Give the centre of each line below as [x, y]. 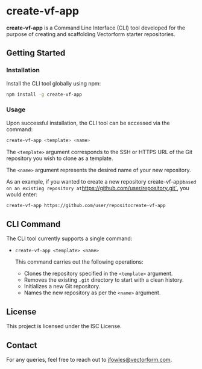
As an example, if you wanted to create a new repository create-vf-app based [101, 181]
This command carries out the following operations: [79, 262]
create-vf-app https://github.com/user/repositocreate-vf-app [86, 205]
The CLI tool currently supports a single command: [69, 238]
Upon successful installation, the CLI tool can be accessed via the [88, 123]
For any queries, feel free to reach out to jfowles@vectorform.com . [89, 359]
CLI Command [33, 224]
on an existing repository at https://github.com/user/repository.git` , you [98, 188]
